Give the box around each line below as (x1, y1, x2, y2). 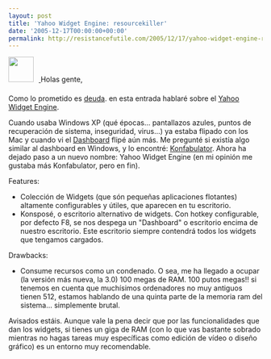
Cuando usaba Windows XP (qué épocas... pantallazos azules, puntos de (8, 118, 252, 127)
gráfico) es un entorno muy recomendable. (8, 342, 152, 352)
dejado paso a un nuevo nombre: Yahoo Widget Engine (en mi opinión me (8, 152, 252, 162)
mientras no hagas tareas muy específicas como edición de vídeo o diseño (8, 333, 258, 343)
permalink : (8, 34, 45, 43)
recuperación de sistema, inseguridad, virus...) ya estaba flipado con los (8, 127, 248, 136)
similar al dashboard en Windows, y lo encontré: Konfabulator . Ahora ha (8, 144, 247, 153)
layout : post (8, 11, 52, 20)
